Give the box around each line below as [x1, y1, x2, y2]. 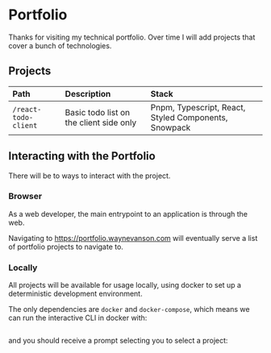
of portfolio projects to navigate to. [8, 242, 123, 251]
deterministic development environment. [8, 289, 143, 299]
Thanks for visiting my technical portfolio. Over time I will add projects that [8, 32, 256, 42]
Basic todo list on [65, 106, 131, 118]
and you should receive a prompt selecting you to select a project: [8, 336, 228, 346]
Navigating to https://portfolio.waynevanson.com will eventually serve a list [8, 233, 258, 243]
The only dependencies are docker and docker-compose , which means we [8, 305, 250, 314]
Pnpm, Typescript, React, [150, 102, 246, 113]
